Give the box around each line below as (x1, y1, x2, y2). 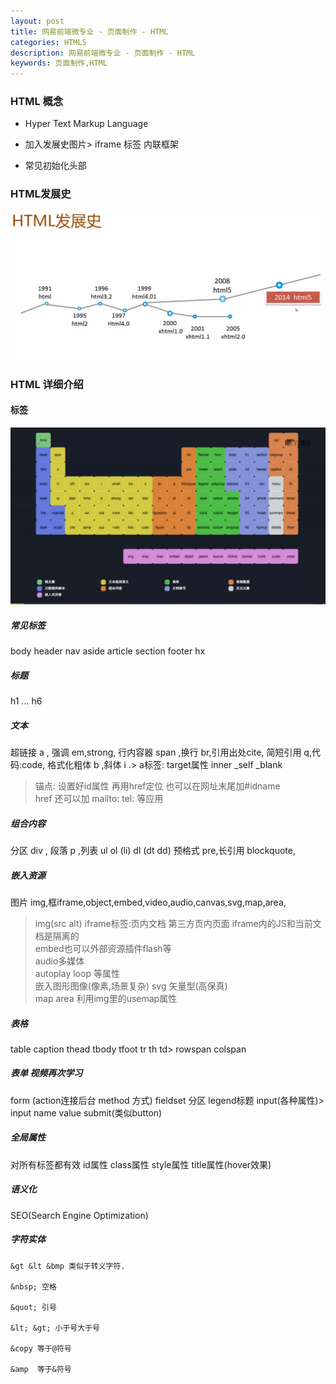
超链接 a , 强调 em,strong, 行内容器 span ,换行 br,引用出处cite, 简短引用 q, (10, 746, 312, 758)
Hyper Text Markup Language (24, 118, 149, 130)
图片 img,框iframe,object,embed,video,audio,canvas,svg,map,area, (10, 896, 287, 908)
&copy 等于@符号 (10, 1343, 72, 1354)
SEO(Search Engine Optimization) (10, 1209, 149, 1221)
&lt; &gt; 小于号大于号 (10, 1323, 100, 1333)
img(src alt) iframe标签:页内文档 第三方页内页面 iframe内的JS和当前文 (34, 917, 322, 929)
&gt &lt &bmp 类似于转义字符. (10, 1261, 126, 1271)
